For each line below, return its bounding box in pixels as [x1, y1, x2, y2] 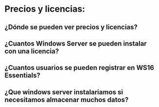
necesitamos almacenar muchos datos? [4, 95, 129, 104]
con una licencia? [4, 47, 59, 55]
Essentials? [4, 71, 40, 80]
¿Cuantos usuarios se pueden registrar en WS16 [4, 64, 155, 72]
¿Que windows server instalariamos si [4, 88, 123, 96]
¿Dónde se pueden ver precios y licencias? [4, 23, 138, 31]
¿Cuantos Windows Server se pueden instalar [4, 39, 147, 47]
